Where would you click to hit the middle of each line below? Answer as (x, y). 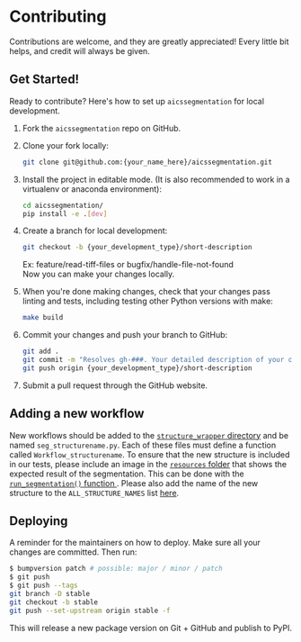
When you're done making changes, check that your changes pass (146, 292)
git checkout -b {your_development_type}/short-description (137, 248)
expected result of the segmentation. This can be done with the (127, 474)
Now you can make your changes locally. (98, 274)
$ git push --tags (44, 586)
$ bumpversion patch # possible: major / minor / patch (116, 569)
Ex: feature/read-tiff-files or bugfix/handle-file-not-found (128, 265)
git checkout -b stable (54, 602)
